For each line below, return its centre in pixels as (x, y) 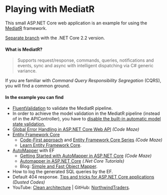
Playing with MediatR (50, 9)
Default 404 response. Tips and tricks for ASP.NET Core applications (83, 177)
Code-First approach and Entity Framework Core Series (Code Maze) (91, 140)
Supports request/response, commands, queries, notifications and (85, 60)
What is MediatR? (24, 49)
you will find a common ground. (38, 86)
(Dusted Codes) (29, 182)
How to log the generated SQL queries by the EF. (63, 172)
